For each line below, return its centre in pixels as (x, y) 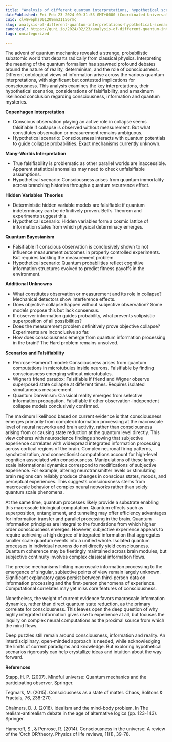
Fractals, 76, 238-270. (29, 698)
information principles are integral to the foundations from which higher (81, 524)
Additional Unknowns (29, 284)
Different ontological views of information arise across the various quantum (85, 75)
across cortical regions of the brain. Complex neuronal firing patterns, (79, 449)
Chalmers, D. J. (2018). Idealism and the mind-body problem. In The (77, 708)
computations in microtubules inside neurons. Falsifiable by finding (83, 368)
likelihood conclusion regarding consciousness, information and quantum (83, 96)
